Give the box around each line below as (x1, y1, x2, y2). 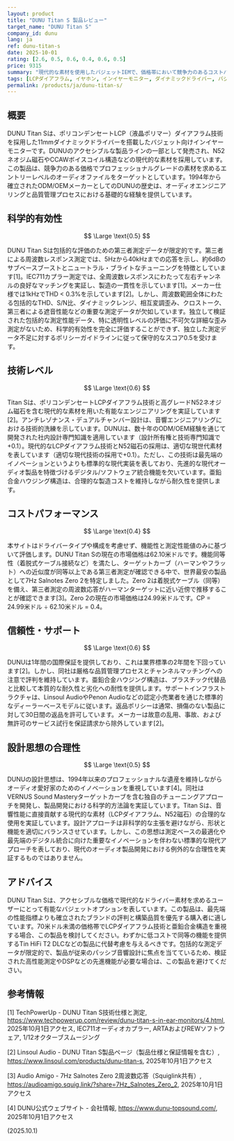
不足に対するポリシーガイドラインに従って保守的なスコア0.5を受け (19, 333, 211, 342)
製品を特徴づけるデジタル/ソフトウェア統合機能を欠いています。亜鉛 (25, 467, 221, 476)
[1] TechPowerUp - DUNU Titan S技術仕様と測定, (7, 1008, 148, 1017)
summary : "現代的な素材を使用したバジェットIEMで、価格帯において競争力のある (7, 68, 208, 75)
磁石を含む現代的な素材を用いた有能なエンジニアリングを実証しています (13, 407, 221, 415)
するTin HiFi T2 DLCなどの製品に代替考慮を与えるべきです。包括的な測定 (7, 939, 217, 947)
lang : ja (7, 36, 33, 43)
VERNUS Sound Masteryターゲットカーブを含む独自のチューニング (7, 792, 200, 801)
